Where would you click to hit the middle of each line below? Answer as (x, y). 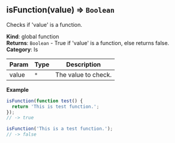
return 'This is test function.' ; (55, 106)
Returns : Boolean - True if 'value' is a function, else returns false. (88, 43)
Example (18, 89)
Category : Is (22, 49)
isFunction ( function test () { (45, 101)
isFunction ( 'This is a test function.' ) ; (60, 129)
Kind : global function (33, 37)
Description (84, 65)
